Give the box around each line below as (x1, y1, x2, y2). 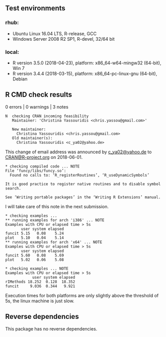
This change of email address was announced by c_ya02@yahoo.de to (5, 148, 152, 155)
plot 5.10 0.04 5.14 (5, 235, 64, 240)
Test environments (5, 4, 65, 13)
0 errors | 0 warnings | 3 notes (5, 104, 69, 110)
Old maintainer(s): (12, 135, 53, 140)
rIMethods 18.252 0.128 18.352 (5, 279, 75, 284)
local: (5, 48, 19, 55)
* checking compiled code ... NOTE (5, 163, 80, 169)
